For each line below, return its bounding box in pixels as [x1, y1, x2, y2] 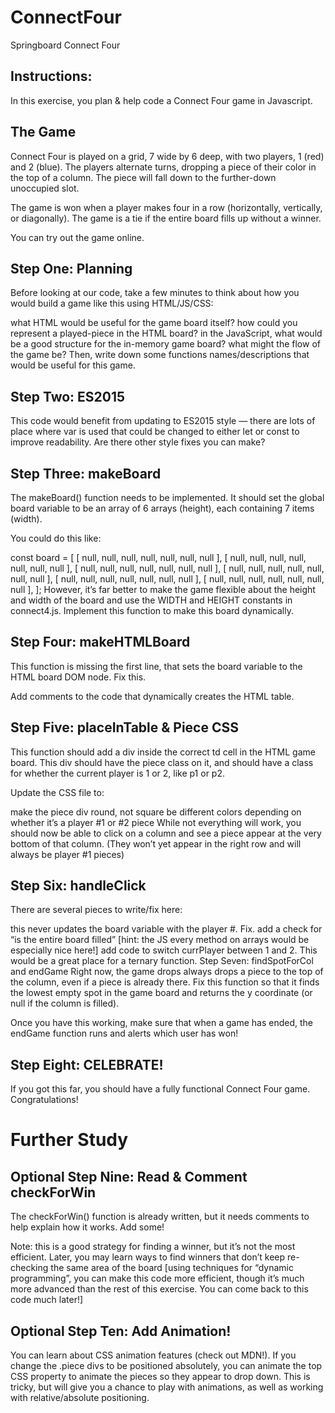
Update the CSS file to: [10, 786, 105, 798]
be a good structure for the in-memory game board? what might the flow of [10, 338, 321, 350]
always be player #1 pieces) [10, 848, 125, 860]
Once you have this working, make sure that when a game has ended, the [10, 1017, 314, 1029]
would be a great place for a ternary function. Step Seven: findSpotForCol [10, 955, 314, 967]
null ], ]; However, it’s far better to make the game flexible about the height [10, 584, 316, 595]
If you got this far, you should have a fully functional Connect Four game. [10, 1083, 311, 1095]
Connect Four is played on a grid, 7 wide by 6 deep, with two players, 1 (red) [10, 150, 325, 162]
